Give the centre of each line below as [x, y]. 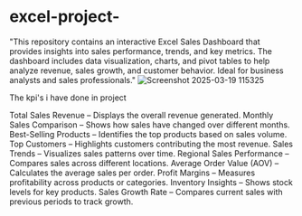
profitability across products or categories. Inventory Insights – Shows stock [151, 182]
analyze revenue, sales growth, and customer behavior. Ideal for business [147, 70]
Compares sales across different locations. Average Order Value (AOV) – [144, 163]
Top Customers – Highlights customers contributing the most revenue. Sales [151, 144]
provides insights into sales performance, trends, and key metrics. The [141, 51]
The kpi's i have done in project [68, 98]
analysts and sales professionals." [73, 80]
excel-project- [65, 17]
